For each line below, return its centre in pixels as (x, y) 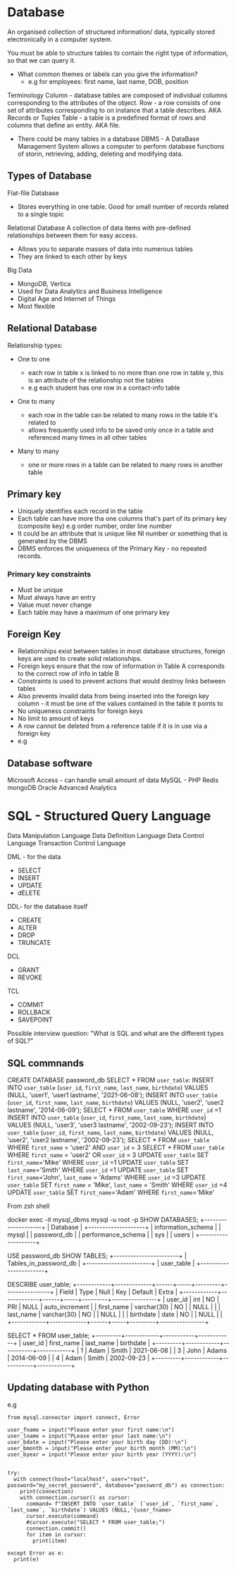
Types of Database (50, 176)
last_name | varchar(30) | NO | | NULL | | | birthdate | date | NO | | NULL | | (115, 1314)
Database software (50, 763)
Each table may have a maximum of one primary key (94, 612)
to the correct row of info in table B (68, 674)
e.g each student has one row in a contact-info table (104, 388)
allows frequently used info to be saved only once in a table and (120, 430)
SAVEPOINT (35, 1020)
